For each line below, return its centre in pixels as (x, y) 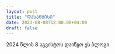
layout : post (22, 11)
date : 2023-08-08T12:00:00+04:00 (47, 22)
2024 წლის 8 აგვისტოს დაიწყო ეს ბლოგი (58, 45)
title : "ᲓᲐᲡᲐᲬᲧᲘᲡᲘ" (31, 17)
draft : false (22, 28)
